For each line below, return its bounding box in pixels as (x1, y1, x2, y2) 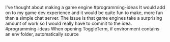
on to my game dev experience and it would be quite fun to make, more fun (5, 10, 163, 16)
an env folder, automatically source (5, 31, 79, 37)
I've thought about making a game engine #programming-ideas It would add (5, 5, 165, 10)
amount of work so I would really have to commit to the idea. (5, 20, 132, 26)
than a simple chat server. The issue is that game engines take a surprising (5, 15, 162, 21)
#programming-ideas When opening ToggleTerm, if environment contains (5, 26, 160, 32)
